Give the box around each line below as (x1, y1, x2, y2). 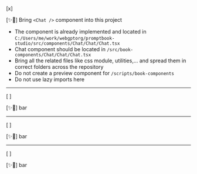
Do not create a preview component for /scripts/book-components (14, 70, 175, 76)
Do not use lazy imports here (14, 76, 85, 83)
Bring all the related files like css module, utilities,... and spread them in (14, 57, 186, 64)
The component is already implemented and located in (14, 28, 147, 35)
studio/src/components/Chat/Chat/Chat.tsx (14, 41, 120, 46)
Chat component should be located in (14, 46, 106, 52)
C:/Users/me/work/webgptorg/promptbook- (14, 35, 115, 41)
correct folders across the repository (14, 63, 104, 70)
